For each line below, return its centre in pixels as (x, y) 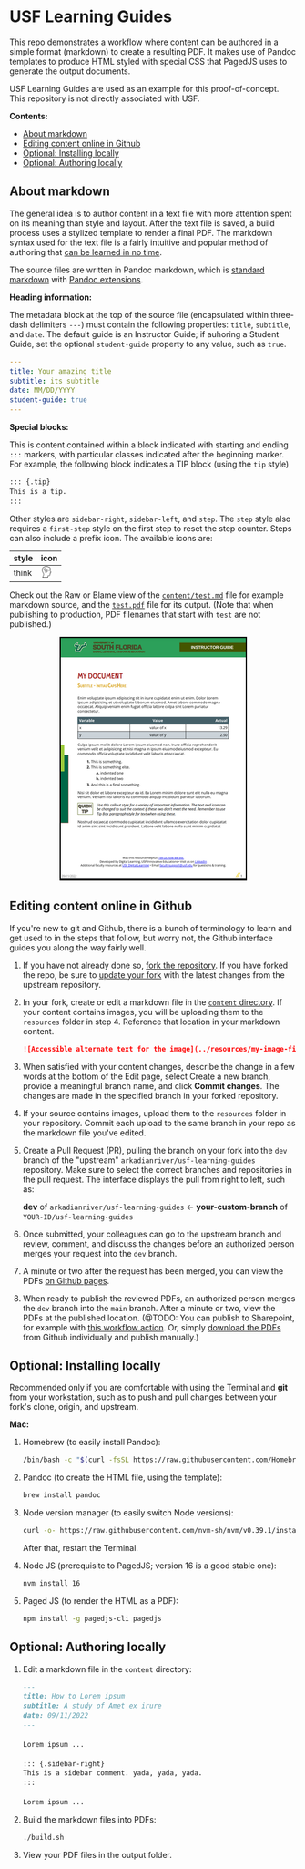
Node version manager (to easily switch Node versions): (128, 1513)
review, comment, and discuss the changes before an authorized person (158, 1243)
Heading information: (51, 297)
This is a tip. (38, 491)
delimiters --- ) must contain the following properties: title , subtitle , (161, 324)
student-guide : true (49, 400)
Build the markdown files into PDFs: (89, 1819)
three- (282, 314)
